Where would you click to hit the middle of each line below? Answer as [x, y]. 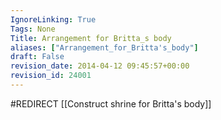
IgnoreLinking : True [53, 19]
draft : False [37, 57]
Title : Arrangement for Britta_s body [91, 38]
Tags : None [33, 29]
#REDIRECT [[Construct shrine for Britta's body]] [111, 103]
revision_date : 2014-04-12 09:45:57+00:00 [100, 66]
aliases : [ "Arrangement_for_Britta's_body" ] [104, 47]
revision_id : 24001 [51, 76]
